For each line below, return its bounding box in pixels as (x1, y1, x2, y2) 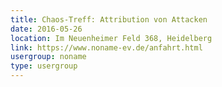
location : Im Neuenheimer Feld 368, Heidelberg (10, 33, 213, 43)
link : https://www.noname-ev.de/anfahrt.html (10, 42, 203, 53)
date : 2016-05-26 (10, 24, 83, 34)
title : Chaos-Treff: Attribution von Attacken (10, 14, 208, 25)
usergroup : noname (10, 52, 87, 62)
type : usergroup (10, 61, 78, 71)
